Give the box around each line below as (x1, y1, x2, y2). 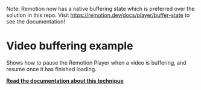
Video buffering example (6, 39, 133, 53)
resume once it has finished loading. (6, 65, 97, 72)
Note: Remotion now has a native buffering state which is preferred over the (6, 5, 195, 12)
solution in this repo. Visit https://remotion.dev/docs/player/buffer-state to (6, 11, 190, 19)
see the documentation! (6, 18, 65, 25)
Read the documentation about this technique (6, 77, 124, 84)
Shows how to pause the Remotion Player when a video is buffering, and (6, 59, 187, 66)
